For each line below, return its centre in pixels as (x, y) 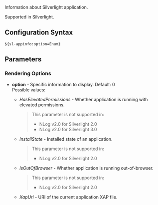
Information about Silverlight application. (46, 7)
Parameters (23, 59)
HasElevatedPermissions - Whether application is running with (83, 99)
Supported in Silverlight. (29, 17)
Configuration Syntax (39, 33)
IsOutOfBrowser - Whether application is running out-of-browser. (86, 168)
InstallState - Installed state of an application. (66, 139)
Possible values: (29, 90)
